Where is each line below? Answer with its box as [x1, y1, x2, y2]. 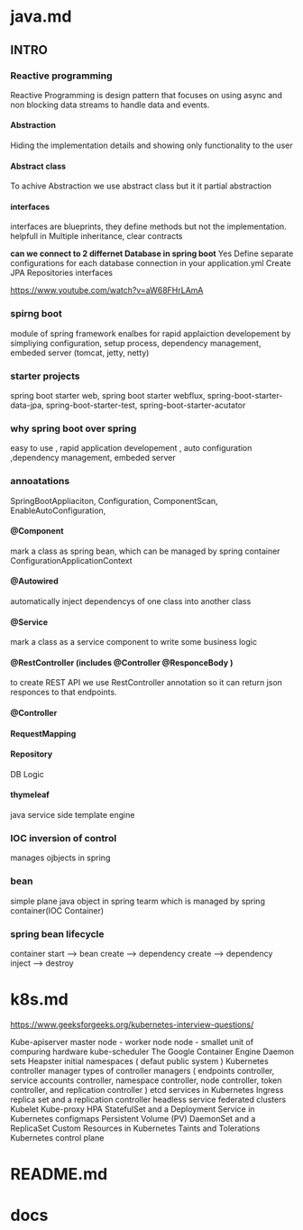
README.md [10, 1164, 108, 1185]
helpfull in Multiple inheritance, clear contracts [10, 231, 183, 242]
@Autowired [10, 575, 59, 587]
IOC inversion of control [10, 832, 117, 844]
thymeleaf [10, 789, 50, 800]
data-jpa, [10, 399, 44, 411]
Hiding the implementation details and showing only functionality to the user [10, 140, 293, 151]
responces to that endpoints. [10, 687, 117, 698]
